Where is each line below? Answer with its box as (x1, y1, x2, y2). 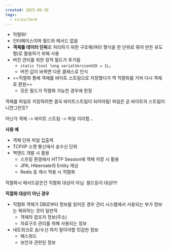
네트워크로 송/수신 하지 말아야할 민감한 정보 (12, 227, 99, 233)
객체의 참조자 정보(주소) (20, 214, 67, 220)
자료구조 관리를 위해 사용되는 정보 (20, 221, 87, 227)
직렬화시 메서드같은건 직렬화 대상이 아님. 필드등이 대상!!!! (5, 180, 118, 186)
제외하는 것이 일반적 (18, 208, 58, 214)
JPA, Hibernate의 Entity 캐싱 (20, 163, 79, 169)
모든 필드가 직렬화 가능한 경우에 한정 (20, 87, 92, 94)
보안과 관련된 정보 (20, 239, 56, 245)
